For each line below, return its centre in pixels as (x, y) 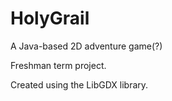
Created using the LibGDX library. (79, 84)
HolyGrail (50, 18)
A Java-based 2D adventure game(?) (86, 46)
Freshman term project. (58, 65)
